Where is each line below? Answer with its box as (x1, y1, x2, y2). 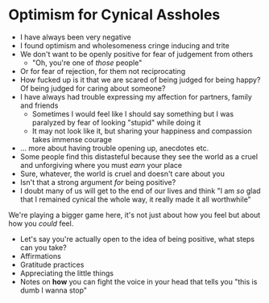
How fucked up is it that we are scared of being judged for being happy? (19, 75, 261, 84)
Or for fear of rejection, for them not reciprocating (19, 66, 186, 76)
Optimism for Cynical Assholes (8, 6, 221, 24)
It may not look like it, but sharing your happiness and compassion (31, 126, 252, 136)
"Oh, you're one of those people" (31, 58, 143, 68)
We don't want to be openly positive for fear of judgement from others (19, 49, 254, 59)
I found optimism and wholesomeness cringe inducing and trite (19, 40, 230, 50)
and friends (19, 100, 59, 110)
